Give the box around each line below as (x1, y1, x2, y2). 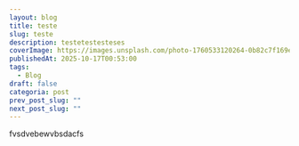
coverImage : (9, 46, 53, 55)
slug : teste (9, 29, 53, 38)
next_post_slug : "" (9, 104, 82, 113)
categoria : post (9, 87, 69, 96)
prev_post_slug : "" (9, 95, 82, 105)
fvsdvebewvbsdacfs (9, 128, 85, 139)
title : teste (9, 21, 58, 30)
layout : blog (9, 12, 58, 22)
